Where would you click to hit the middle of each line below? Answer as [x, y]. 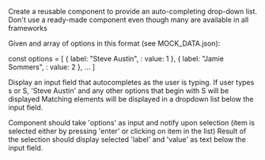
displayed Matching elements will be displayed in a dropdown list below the [131, 99]
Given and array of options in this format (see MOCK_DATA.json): [114, 43]
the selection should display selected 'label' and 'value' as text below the [127, 140]
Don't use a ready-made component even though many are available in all [129, 20]
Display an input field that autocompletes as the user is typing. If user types [131, 82]
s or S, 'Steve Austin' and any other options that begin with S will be [119, 91]
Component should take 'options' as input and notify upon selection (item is [132, 123]
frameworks [28, 28]
